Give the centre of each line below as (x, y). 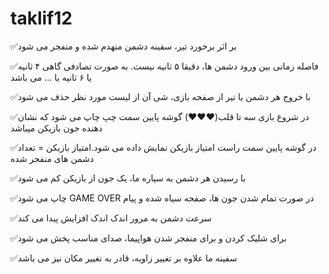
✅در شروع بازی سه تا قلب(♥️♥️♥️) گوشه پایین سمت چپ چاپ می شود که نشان (160, 116)
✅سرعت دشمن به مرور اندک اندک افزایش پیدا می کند (111, 218)
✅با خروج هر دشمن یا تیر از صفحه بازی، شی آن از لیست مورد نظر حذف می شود (161, 96)
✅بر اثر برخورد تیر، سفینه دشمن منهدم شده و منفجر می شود (123, 46)
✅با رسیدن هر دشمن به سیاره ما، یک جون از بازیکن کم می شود (128, 178)
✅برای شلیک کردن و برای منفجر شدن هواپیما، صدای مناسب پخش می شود (148, 238)
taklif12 (41, 18)
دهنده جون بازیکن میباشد (56, 128)
